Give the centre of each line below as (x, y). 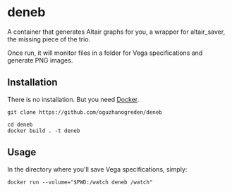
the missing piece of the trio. (49, 39)
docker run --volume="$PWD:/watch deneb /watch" (80, 182)
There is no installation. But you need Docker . (73, 99)
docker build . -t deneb (44, 131)
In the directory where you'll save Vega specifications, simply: (97, 169)
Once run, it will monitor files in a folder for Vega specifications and (105, 53)
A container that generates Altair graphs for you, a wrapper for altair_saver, (116, 32)
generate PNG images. (40, 60)
